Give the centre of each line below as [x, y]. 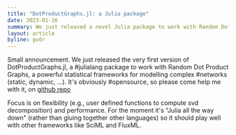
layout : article [31, 33]
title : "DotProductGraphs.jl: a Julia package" [78, 14]
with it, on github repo [39, 90]
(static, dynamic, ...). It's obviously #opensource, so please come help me [114, 82]
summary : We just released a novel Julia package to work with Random [113, 27]
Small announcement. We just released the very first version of [98, 59]
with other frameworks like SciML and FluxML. [74, 125]
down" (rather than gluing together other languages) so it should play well [114, 118]
